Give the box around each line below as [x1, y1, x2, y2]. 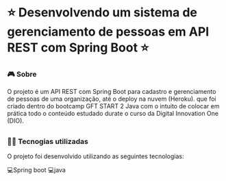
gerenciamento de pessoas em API [7, 24, 210, 40]
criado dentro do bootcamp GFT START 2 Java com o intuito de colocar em [7, 102, 220, 110]
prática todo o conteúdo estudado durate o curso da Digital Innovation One [7, 110, 219, 118]
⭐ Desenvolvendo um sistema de [7, 5, 197, 21]
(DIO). [7, 117, 24, 125]
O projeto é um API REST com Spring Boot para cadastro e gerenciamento [7, 88, 216, 96]
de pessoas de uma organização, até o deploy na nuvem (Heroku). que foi [7, 95, 217, 103]
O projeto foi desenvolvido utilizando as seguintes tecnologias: [7, 152, 184, 160]
